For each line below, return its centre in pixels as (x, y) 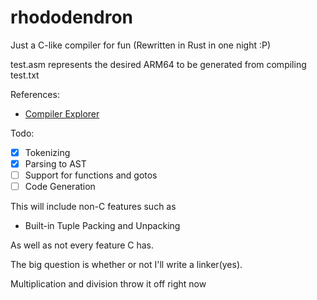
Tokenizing (47, 152)
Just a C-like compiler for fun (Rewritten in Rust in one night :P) (141, 45)
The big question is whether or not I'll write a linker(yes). (126, 265)
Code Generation (60, 187)
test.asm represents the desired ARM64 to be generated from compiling (158, 64)
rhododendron (71, 17)
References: (35, 94)
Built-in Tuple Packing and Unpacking (102, 226)
